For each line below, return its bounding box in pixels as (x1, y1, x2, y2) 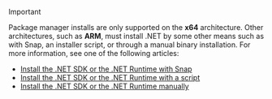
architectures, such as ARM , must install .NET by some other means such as (8, 32, 265, 41)
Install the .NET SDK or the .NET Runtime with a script (19, 73, 201, 82)
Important (8, 7, 41, 16)
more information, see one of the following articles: (8, 49, 179, 58)
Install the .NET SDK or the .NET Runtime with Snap (19, 64, 192, 74)
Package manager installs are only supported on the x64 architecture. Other (8, 23, 264, 32)
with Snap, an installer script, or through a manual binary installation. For (8, 40, 251, 49)
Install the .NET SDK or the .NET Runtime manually (19, 81, 189, 91)
